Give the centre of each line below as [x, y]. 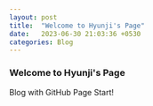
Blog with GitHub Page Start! [61, 92]
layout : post [33, 17]
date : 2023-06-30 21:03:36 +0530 [75, 34]
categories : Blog [41, 42]
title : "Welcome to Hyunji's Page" [77, 26]
